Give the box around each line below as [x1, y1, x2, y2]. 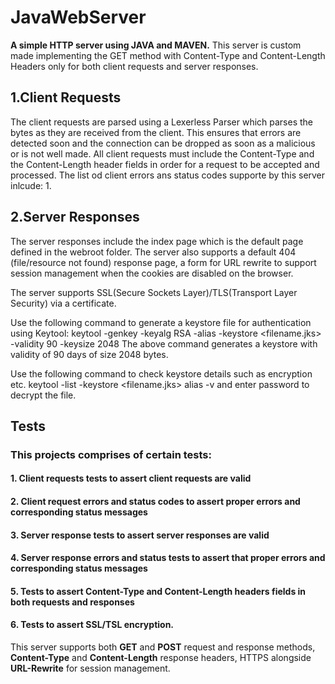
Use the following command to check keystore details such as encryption [10, 367, 313, 380]
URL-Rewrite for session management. [10, 662, 171, 675]
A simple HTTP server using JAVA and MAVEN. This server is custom [10, 39, 302, 51]
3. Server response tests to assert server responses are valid [10, 529, 270, 541]
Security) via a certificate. [10, 297, 117, 309]
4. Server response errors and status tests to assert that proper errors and [10, 552, 326, 564]
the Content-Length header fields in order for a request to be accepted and [10, 158, 320, 170]
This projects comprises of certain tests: [10, 447, 212, 461]
